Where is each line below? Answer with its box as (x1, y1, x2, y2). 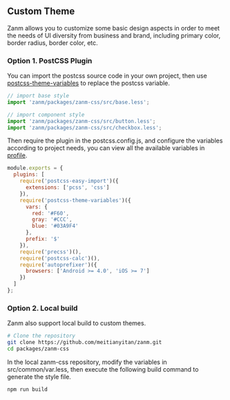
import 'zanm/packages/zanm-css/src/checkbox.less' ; (7, 124, 162, 131)
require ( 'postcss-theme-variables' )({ (19, 197, 131, 203)
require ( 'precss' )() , (19, 248, 82, 255)
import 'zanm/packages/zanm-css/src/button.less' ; (7, 118, 156, 125)
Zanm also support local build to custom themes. (7, 319, 146, 327)
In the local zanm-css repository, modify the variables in (7, 358, 167, 366)
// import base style (7, 93, 70, 100)
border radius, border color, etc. (7, 38, 98, 47)
